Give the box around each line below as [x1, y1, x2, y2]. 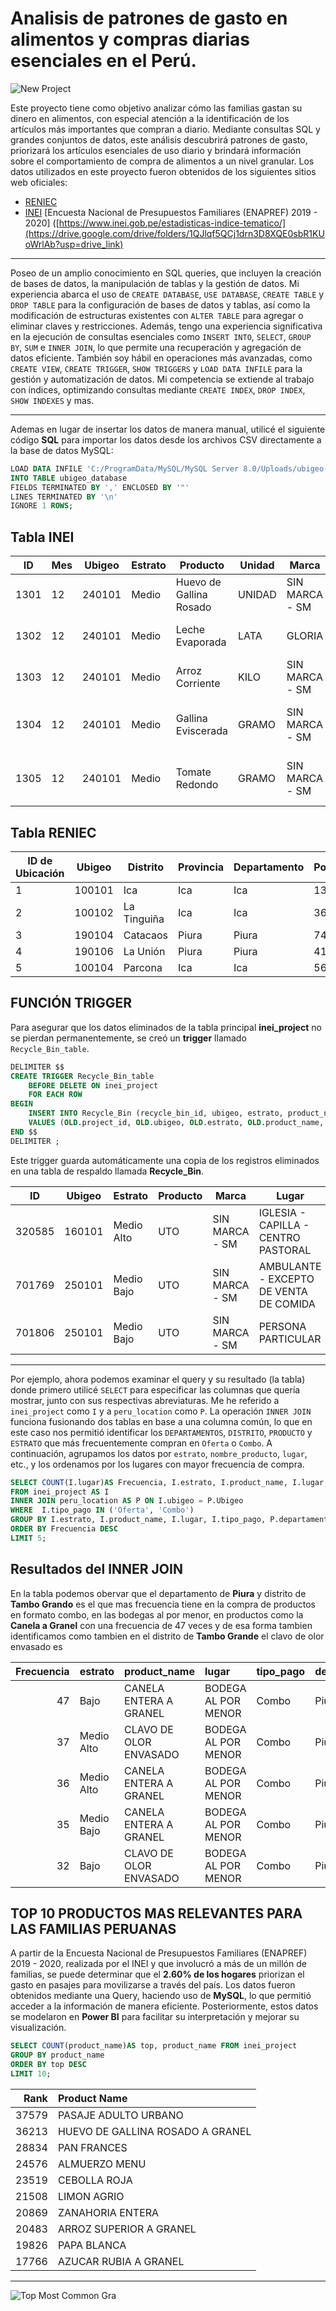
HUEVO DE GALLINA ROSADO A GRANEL [57, 2124, 252, 2138]
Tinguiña [123, 912, 165, 926]
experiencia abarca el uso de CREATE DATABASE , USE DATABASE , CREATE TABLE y [10, 288, 325, 300]
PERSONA [258, 1319, 307, 1333]
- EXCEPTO [258, 1272, 315, 1286]
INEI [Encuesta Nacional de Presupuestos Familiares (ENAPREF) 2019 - [24, 206, 318, 218]
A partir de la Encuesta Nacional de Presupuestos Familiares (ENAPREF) [10, 1947, 308, 1959]
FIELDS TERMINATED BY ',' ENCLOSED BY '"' [10, 482, 190, 492]
